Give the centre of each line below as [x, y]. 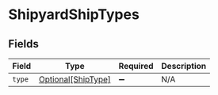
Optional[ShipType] [75, 79]
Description [184, 66]
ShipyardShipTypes [74, 15]
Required [136, 66]
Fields [24, 44]
